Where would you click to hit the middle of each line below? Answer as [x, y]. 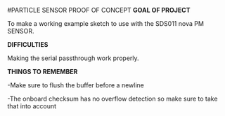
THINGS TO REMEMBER [43, 72]
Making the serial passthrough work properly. [73, 58]
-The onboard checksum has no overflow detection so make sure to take [112, 99]
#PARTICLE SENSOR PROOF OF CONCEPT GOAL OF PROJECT [99, 10]
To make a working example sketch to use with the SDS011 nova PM [105, 23]
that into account [32, 106]
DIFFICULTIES [28, 44]
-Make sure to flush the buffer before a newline [76, 85]
